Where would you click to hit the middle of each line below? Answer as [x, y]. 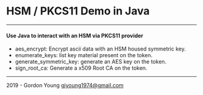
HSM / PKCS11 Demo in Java [78, 11]
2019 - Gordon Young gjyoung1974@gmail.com [65, 85]
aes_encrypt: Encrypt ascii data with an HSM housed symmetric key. [100, 49]
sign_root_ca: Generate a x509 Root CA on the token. [81, 68]
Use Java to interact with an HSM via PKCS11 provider [75, 35]
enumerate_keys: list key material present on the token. [84, 55]
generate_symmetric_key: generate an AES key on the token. [91, 62]
